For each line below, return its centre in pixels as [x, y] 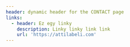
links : [14, 18]
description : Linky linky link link [64, 29]
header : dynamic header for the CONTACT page [65, 12]
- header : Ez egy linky [41, 23]
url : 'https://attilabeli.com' [57, 35]
